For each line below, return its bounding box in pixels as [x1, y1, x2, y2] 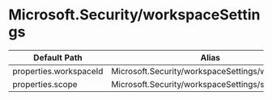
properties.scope [12, 78, 79, 90]
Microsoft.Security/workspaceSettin [8, 6, 261, 24]
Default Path [33, 52, 83, 63]
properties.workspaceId [12, 65, 104, 77]
